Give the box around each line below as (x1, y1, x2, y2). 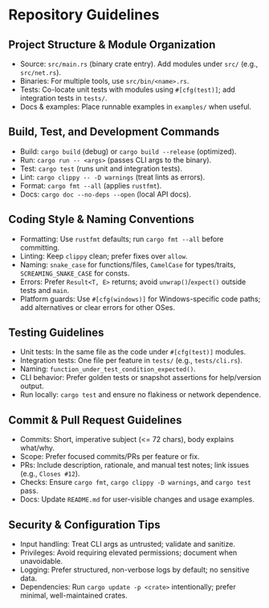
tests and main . (19, 285, 70, 295)
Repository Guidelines (8, 6, 160, 24)
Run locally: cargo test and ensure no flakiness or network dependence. (19, 390, 261, 399)
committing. (19, 242, 60, 252)
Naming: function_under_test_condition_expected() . (19, 364, 197, 374)
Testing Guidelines (8, 326, 104, 340)
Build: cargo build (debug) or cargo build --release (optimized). (19, 147, 237, 156)
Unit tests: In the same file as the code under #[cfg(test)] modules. (19, 347, 247, 357)
